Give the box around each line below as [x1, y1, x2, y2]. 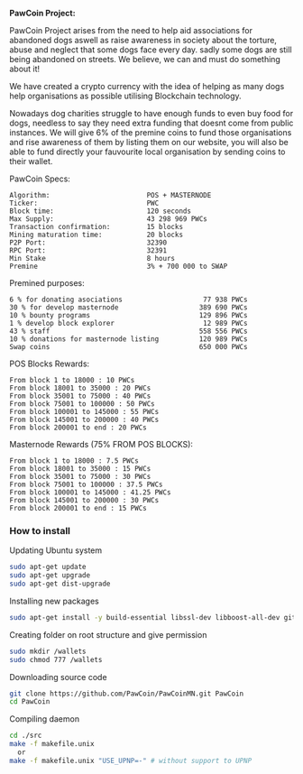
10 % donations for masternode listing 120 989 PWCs [9, 335, 248, 344]
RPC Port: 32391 [9, 246, 168, 255]
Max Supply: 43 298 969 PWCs [9, 215, 207, 224]
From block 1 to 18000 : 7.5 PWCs [9, 456, 140, 465]
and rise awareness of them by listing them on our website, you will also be [9, 137, 289, 147]
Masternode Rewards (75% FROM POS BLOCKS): [9, 439, 194, 449]
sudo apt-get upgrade [9, 571, 91, 580]
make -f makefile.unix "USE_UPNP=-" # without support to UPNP [9, 756, 252, 765]
